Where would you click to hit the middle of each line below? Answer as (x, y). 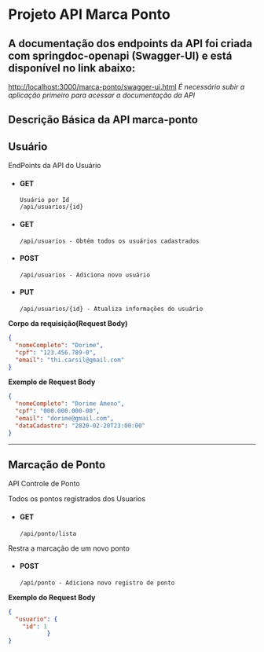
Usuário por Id (44, 200)
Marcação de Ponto (57, 465)
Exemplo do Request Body (52, 597)
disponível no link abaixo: (72, 68)
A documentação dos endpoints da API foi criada (130, 44)
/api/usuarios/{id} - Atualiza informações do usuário (111, 309)
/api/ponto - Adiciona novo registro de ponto (97, 583)
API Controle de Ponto (44, 484)
